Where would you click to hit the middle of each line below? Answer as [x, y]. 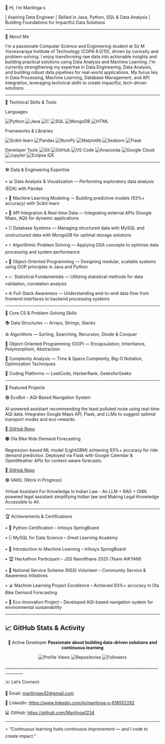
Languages [16, 112]
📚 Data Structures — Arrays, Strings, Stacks [50, 323]
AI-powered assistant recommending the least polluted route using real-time [82, 409]
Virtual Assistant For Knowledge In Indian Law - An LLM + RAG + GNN [76, 491]
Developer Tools [22, 150]
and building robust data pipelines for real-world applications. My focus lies [82, 72]
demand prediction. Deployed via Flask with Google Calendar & [69, 455]
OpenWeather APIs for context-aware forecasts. [54, 461]
